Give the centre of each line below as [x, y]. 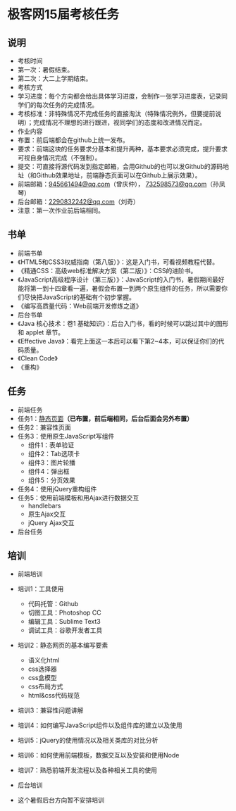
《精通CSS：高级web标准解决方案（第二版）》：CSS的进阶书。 [107, 270]
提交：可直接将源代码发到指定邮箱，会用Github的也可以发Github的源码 [120, 166]
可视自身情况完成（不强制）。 [59, 158]
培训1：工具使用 [41, 589]
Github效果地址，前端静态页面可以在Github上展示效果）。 [119, 175]
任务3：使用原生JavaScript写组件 [66, 436]
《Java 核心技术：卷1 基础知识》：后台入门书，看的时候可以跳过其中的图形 [123, 323]
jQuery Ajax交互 [51, 522]
